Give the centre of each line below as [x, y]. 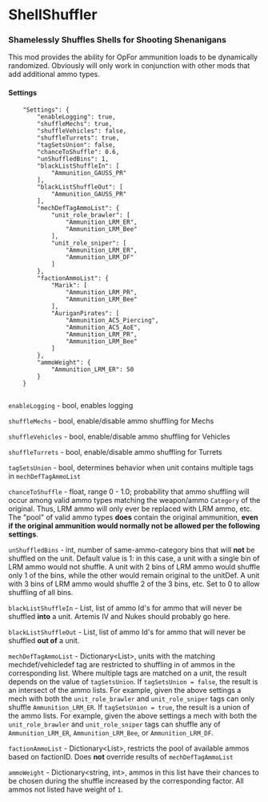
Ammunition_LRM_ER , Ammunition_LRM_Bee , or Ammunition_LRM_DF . [111, 732]
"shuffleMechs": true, [75, 124]
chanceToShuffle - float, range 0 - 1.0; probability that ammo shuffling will [129, 492]
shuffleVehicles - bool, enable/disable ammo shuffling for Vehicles [119, 436]
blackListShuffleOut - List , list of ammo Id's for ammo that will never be [127, 632]
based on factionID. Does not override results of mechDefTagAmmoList [121, 756]
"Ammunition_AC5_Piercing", [112, 320]
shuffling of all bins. [41, 592]
